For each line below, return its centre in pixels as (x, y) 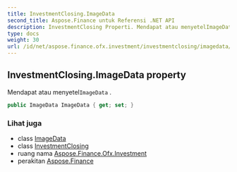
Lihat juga (25, 123)
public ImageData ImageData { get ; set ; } (71, 105)
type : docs (23, 33)
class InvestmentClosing (53, 146)
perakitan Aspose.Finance (55, 161)
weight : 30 (23, 40)
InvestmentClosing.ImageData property (97, 75)
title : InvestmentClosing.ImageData (61, 14)
